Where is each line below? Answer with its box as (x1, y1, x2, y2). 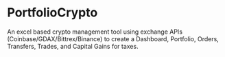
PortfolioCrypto (7, 5, 98, 21)
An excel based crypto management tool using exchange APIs (7, 27, 183, 36)
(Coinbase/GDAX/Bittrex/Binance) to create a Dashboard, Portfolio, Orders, (7, 34, 220, 43)
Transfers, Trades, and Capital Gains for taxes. (7, 42, 139, 50)
